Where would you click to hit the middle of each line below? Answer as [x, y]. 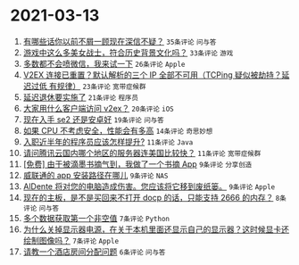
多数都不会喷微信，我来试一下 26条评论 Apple [104, 63]
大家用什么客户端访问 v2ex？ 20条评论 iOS [98, 108]
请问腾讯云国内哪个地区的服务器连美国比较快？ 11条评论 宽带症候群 [142, 153]
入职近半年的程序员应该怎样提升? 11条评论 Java [108, 141]
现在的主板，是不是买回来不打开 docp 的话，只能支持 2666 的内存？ [148, 197]
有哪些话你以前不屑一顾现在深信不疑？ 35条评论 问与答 [120, 41]
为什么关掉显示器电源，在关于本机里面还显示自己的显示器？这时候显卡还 [156, 229]
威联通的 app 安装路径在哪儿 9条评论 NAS [96, 175]
